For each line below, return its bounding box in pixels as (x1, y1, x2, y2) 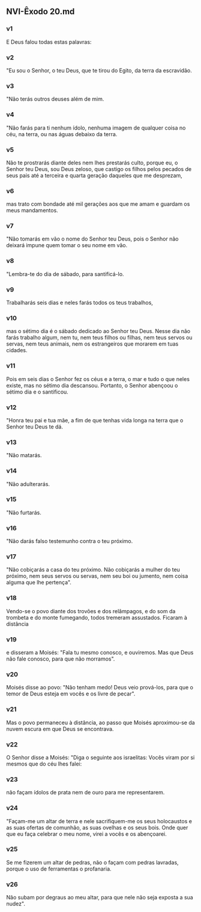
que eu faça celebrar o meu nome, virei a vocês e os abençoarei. (6, 830, 167, 838)
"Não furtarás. (6, 509, 42, 516)
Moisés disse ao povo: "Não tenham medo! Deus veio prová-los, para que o (6, 684, 194, 691)
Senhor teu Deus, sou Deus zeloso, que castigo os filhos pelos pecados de (6, 165, 192, 172)
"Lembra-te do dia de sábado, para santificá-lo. (6, 270, 124, 277)
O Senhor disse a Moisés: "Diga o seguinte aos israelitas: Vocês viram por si (6, 754, 195, 761)
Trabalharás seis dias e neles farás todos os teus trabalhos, (6, 299, 153, 307)
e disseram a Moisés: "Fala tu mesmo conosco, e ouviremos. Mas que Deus (6, 649, 194, 656)
